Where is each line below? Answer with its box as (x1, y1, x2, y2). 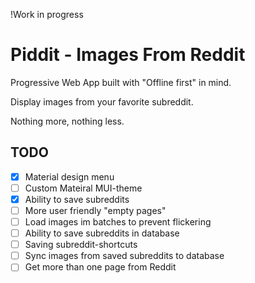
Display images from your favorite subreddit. (10, 95, 194, 108)
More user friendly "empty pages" (24, 204, 167, 216)
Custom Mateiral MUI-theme (24, 182, 143, 194)
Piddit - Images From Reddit (10, 44, 246, 66)
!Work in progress (10, 9, 84, 20)
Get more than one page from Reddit (24, 261, 177, 273)
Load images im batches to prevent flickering (24, 216, 212, 228)
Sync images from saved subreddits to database (24, 250, 225, 262)
